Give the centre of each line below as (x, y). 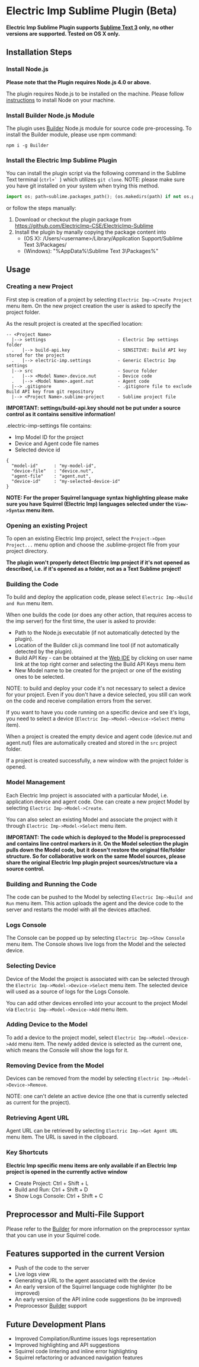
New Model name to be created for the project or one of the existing (98, 670)
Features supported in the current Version (85, 1253)
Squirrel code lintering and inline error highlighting (76, 1352)
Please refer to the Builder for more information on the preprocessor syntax (98, 1229)
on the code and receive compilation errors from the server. (79, 701)
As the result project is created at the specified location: (75, 323)
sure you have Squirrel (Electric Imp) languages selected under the (90, 504)
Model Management (36, 783)
